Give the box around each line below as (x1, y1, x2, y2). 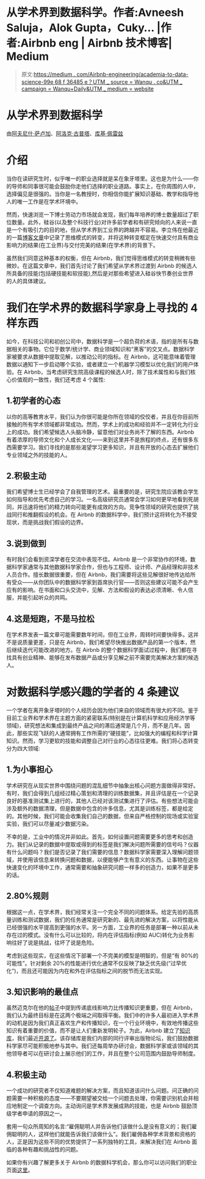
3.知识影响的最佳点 (6, 986, 79, 997)
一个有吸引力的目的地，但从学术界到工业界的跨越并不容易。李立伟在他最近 (11, 226, 199, 233)
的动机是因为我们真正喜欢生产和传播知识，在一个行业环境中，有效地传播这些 (6, 1019, 199, 1027)
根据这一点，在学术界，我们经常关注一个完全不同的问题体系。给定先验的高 (6, 908, 193, 915)
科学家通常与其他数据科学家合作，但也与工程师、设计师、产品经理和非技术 (11, 563, 199, 571)
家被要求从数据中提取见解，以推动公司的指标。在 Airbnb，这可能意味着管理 (6, 353, 196, 360)
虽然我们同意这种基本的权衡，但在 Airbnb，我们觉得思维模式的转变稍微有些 (6, 254, 196, 262)
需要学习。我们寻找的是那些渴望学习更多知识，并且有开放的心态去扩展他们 (11, 443, 199, 451)
